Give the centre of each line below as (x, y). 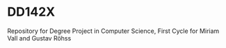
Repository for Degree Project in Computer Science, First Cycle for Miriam (113, 31)
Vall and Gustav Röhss (39, 38)
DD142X (31, 12)
